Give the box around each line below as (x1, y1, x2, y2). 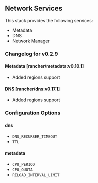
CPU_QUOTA (12, 167, 33, 173)
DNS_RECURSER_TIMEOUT (12, 134, 57, 139)
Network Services (5, 4, 63, 13)
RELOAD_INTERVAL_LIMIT (12, 173, 60, 178)
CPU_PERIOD (12, 162, 35, 167)
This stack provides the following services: (5, 17, 93, 23)
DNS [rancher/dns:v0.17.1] (5, 86, 60, 92)
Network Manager (12, 38, 50, 44)
